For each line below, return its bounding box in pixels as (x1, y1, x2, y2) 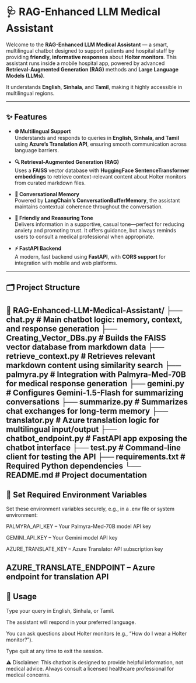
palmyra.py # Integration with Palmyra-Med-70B (6, 369, 187, 379)
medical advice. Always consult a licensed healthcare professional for (6, 665, 174, 672)
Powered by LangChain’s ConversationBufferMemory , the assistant (14, 197, 180, 204)
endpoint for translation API (6, 572, 109, 582)
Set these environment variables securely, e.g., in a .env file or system (6, 505, 175, 513)
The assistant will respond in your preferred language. (6, 619, 136, 626)
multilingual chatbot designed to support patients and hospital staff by (6, 47, 175, 54)
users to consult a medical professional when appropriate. (14, 233, 155, 240)
